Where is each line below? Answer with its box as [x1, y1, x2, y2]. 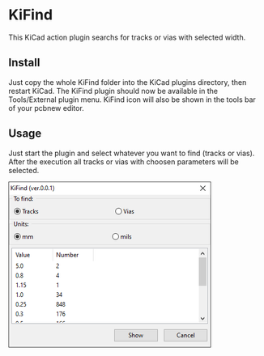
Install [8, 56, 40, 70]
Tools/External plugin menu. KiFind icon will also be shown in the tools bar [8, 95, 257, 104]
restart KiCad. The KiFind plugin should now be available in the [8, 86, 219, 95]
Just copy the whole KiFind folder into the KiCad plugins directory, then [8, 77, 247, 87]
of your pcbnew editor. [8, 103, 85, 112]
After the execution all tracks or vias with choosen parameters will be [8, 156, 239, 167]
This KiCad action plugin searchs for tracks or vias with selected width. [8, 32, 246, 42]
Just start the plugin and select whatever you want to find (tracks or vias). [8, 148, 255, 158]
